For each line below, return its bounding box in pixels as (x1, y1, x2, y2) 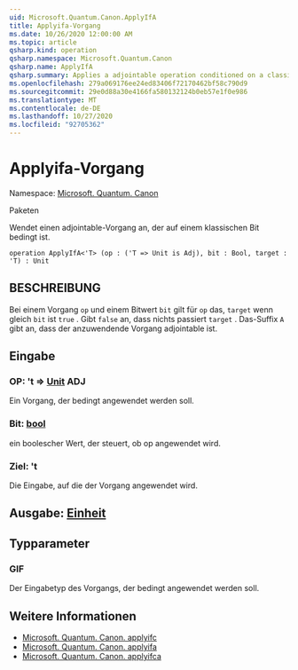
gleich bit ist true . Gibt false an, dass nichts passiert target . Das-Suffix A (9, 313, 285, 324)
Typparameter (9, 536, 90, 551)
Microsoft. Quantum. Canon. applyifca (21, 650, 161, 661)
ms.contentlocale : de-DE (9, 104, 101, 113)
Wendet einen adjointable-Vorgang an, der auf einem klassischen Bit (9, 222, 260, 233)
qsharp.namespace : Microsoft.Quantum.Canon (9, 54, 173, 63)
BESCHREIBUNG (9, 280, 102, 296)
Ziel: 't (9, 460, 38, 472)
